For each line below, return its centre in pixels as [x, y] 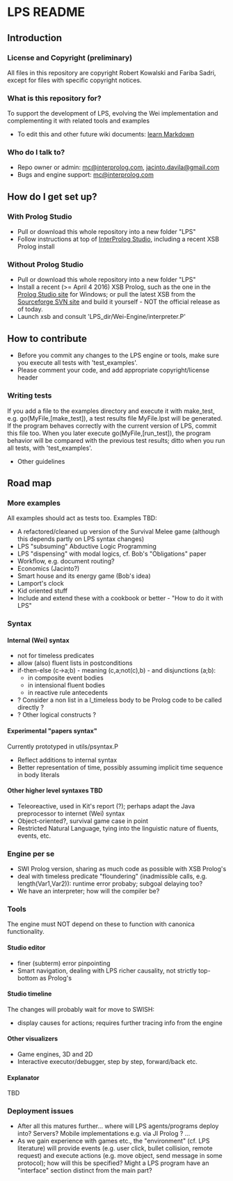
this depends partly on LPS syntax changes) [81, 539]
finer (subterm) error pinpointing [64, 963]
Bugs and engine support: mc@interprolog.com [86, 175]
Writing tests [30, 396]
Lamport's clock [40, 584]
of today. [30, 309]
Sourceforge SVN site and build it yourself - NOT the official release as [119, 302]
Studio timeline [30, 994]
